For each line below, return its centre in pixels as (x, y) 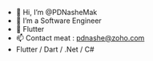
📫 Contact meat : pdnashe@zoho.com (80, 38)
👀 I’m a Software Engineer (58, 21)
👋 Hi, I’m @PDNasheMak (56, 12)
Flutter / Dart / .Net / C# (55, 49)
